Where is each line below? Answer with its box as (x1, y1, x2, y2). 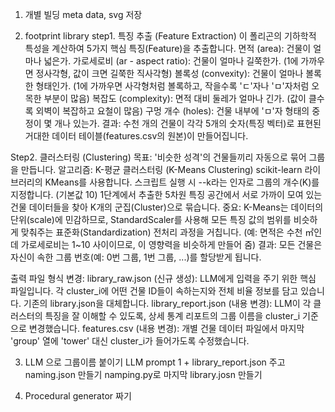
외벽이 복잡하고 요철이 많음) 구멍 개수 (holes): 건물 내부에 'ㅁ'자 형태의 (35, 105, 310, 117)
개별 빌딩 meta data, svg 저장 (24, 9, 143, 20)
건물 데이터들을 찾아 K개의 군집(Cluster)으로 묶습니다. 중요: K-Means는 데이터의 (10, 201, 324, 213)
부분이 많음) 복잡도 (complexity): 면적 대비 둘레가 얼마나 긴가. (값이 (43, 93, 307, 104)
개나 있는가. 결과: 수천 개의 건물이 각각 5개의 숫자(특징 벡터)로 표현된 (54, 118, 322, 129)
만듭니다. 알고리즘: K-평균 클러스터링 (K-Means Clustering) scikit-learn (20, 164, 303, 175)
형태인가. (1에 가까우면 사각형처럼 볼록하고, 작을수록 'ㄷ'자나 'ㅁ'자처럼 (35, 80, 310, 92)
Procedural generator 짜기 (24, 390, 132, 402)
